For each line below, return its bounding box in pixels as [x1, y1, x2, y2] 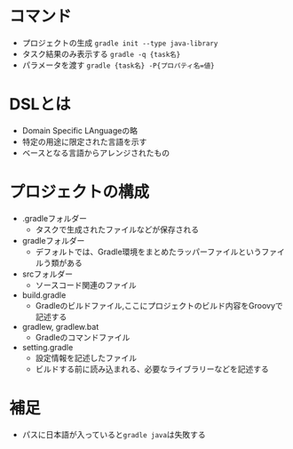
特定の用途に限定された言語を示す [21, 136, 147, 147]
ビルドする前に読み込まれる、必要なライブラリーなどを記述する [35, 364, 269, 374]
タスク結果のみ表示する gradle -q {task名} [21, 48, 181, 59]
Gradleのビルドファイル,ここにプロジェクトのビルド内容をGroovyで [35, 300, 284, 310]
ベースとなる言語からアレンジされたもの [21, 147, 170, 158]
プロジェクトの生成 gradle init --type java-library [21, 37, 218, 48]
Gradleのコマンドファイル [35, 332, 131, 342]
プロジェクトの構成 [9, 182, 150, 203]
